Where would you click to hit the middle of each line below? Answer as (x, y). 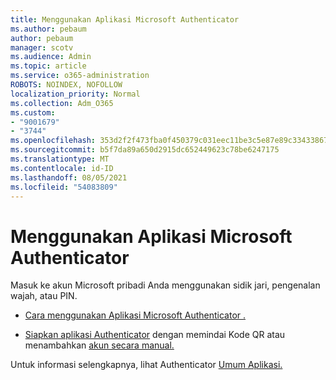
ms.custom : (33, 112)
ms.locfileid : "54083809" (64, 187)
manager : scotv (42, 47)
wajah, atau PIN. (44, 296)
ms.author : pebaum (48, 29)
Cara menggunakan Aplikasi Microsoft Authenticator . (135, 315)
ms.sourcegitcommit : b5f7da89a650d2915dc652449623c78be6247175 (145, 150)
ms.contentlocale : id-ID (62, 168)
